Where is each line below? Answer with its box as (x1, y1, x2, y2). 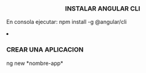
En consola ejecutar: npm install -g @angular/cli (6, 18, 127, 26)
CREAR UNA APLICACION (6, 45, 84, 54)
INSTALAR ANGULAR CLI (65, 4, 141, 13)
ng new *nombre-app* (6, 60, 64, 67)
